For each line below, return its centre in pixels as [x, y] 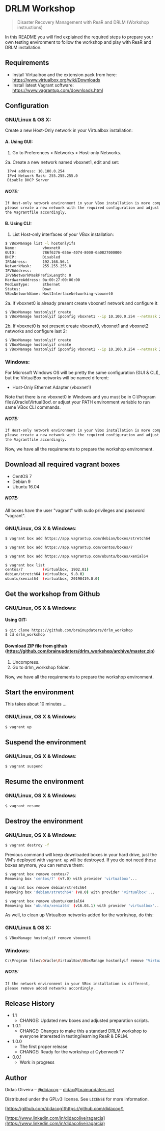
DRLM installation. [23, 47]
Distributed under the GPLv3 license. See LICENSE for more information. [77, 1099]
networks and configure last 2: [36, 331]
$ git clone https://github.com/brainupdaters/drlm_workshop [69, 630]
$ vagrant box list [25, 565]
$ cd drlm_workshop [25, 635]
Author [16, 1078]
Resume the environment [44, 782]
